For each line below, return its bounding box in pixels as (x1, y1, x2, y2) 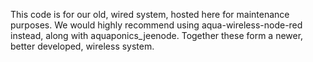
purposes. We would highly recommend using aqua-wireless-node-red (10, 19, 303, 31)
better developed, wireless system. (10, 40, 155, 52)
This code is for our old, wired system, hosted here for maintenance (10, 9, 290, 20)
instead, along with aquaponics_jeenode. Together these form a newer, (10, 30, 304, 41)
